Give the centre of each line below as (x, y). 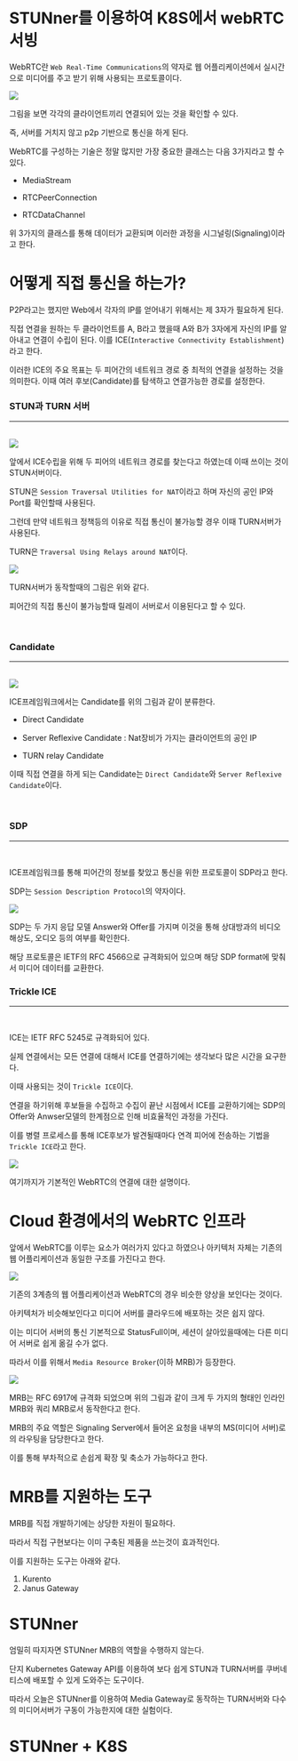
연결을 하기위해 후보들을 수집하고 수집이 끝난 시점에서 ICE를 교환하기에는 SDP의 (148, 1106)
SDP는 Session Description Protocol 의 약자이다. (98, 891)
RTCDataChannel (54, 214)
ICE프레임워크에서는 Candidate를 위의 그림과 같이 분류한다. (112, 702)
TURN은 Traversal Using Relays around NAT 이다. (98, 551)
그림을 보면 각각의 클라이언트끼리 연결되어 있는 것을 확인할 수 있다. (124, 113)
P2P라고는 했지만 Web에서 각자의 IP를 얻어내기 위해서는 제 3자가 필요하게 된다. (146, 310)
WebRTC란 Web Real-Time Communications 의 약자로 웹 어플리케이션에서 (135, 67)
